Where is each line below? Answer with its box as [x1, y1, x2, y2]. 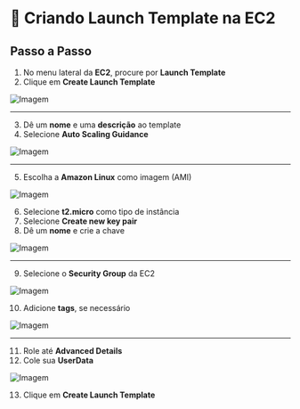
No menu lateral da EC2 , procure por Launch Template [22, 67, 226, 78]
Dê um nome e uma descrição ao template [22, 119, 182, 130]
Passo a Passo [10, 44, 93, 59]
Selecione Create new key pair [22, 216, 137, 226]
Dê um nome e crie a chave [22, 225, 126, 235]
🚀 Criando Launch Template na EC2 [10, 8, 276, 29]
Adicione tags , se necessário [22, 303, 131, 313]
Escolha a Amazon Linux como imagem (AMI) [22, 172, 192, 182]
